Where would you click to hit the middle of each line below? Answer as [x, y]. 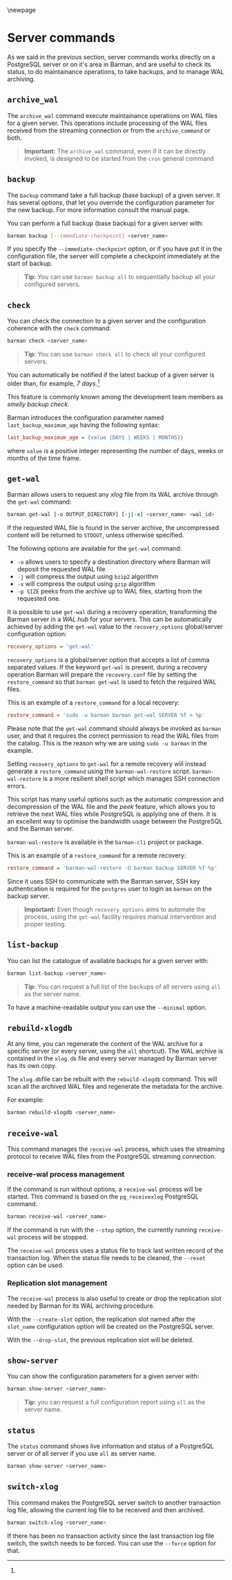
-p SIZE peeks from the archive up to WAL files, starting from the [109, 591]
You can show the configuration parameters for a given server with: [103, 1376]
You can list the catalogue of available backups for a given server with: [108, 960]
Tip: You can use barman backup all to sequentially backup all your [120, 277]
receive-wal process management [66, 1174]
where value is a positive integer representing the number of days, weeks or [116, 450]
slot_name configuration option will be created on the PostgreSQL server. [111, 1326]
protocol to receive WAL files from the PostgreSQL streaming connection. [112, 1157]
